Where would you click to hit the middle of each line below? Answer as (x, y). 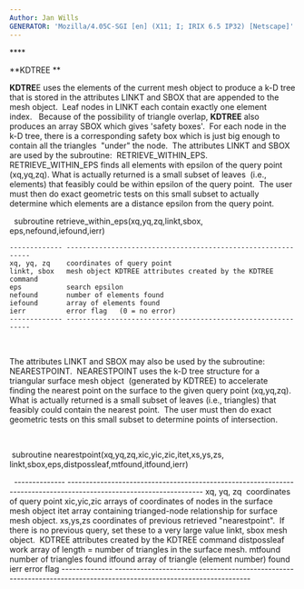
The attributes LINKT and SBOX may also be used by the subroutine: (137, 361)
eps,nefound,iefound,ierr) (58, 230)
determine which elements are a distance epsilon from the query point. (142, 203)
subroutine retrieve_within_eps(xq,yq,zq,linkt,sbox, (108, 221)
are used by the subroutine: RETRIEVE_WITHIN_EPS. (109, 155)
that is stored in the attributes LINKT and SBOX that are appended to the (144, 97)
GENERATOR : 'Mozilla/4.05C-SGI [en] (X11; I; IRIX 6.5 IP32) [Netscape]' (152, 26)
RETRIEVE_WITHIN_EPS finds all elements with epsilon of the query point (146, 165)
